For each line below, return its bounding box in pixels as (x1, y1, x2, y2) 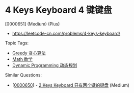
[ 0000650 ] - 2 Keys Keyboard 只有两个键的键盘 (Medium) (12, 82, 130, 88)
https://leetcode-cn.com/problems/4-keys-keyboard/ (12, 30, 121, 36)
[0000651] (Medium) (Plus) (5, 21, 60, 27)
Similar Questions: (5, 72, 42, 78)
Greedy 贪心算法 (12, 50, 46, 56)
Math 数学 (12, 56, 33, 62)
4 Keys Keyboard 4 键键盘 (5, 4, 112, 16)
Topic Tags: (5, 40, 29, 46)
